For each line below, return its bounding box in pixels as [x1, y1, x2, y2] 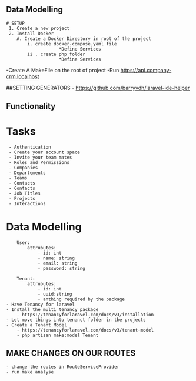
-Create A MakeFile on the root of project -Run [6, 66, 119, 73]
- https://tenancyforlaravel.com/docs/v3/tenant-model [16, 327, 154, 333]
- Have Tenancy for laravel [6, 302, 75, 308]
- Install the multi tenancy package [6, 307, 99, 313]
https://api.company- [120, 66, 172, 73]
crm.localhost [6, 73, 39, 80]
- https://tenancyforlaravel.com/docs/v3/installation [16, 312, 154, 318]
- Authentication [8, 144, 51, 151]
